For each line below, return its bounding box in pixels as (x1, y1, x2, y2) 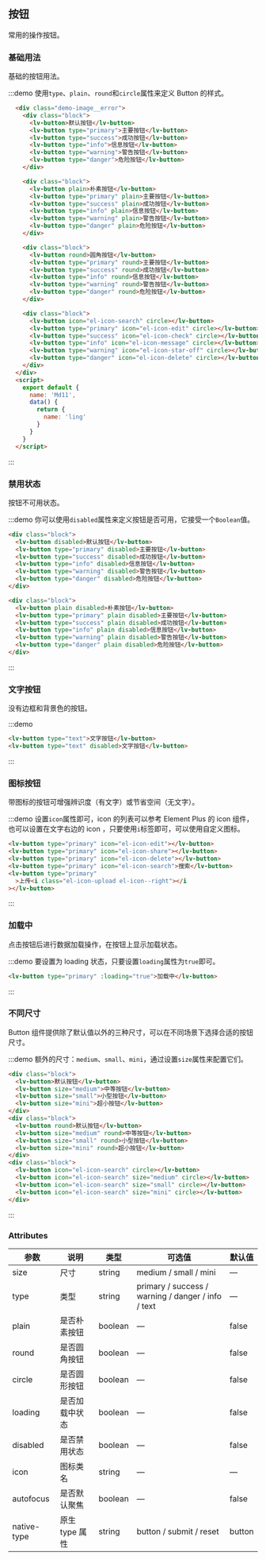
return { (36, 406, 66, 414)
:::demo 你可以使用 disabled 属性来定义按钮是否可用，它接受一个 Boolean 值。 (8, 515, 255, 524)
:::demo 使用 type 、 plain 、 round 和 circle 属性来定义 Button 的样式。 (8, 88, 228, 98)
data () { (28, 398, 59, 407)
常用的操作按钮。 (8, 30, 64, 40)
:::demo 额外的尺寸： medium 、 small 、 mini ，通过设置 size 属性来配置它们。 (8, 1054, 248, 1064)
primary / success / (136, 1280, 209, 1292)
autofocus (12, 1492, 50, 1504)
